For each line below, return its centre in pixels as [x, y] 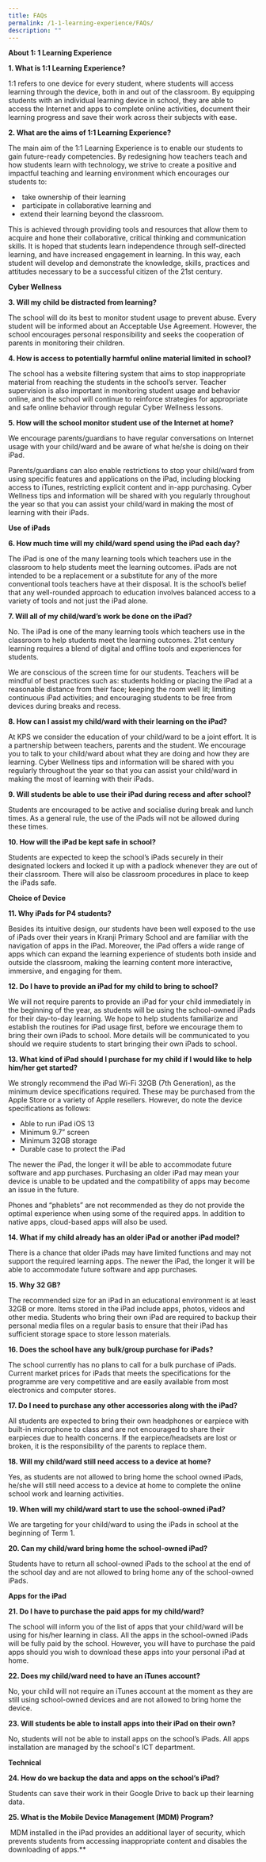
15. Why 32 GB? [34, 1285]
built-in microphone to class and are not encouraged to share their [117, 1429]
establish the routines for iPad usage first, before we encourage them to [125, 1027]
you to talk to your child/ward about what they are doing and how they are [129, 754]
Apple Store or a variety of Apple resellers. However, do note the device [125, 1100]
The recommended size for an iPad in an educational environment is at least [132, 1300]
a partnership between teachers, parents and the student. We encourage [127, 745]
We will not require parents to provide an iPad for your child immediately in [130, 1002]
